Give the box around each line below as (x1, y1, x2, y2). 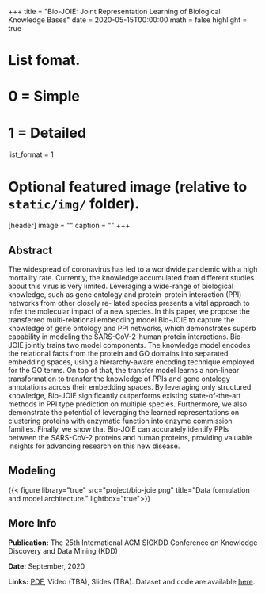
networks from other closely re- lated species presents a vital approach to (8, 299, 251, 308)
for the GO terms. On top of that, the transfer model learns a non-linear (8, 366, 240, 375)
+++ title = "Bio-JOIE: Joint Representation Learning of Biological (8, 7, 221, 16)
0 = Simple (8, 87, 81, 105)
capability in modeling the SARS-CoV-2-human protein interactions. (8, 332, 229, 341)
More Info (8, 516, 57, 530)
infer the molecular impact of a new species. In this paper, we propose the (8, 307, 251, 316)
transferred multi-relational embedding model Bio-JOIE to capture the (8, 315, 235, 325)
